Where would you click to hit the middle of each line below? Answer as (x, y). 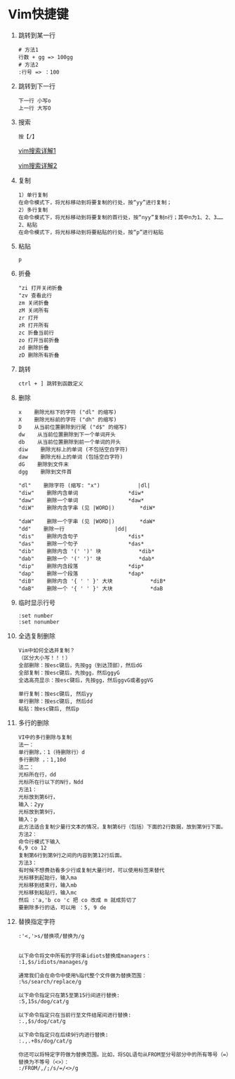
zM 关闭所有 (33, 310)
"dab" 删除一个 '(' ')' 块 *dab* (86, 559)
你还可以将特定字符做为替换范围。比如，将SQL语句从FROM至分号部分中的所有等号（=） (123, 1054)
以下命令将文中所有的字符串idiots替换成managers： (85, 955)
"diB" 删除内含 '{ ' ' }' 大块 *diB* (92, 581)
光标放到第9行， (38, 812)
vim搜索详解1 (37, 150)
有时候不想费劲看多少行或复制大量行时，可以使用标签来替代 (91, 870)
